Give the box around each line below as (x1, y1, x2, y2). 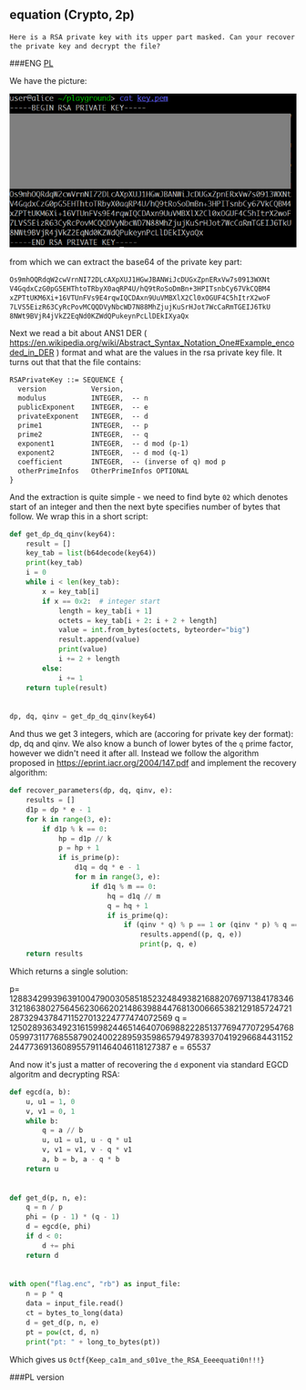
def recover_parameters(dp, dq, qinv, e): (9, 786, 173, 795)
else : (42, 664, 64, 673)
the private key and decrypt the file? (9, 41, 161, 51)
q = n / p (25, 1202, 64, 1212)
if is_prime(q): (107, 911, 169, 920)
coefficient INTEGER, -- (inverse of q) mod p (17, 457, 226, 466)
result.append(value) (57, 635, 141, 645)
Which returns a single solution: (9, 966, 128, 976)
